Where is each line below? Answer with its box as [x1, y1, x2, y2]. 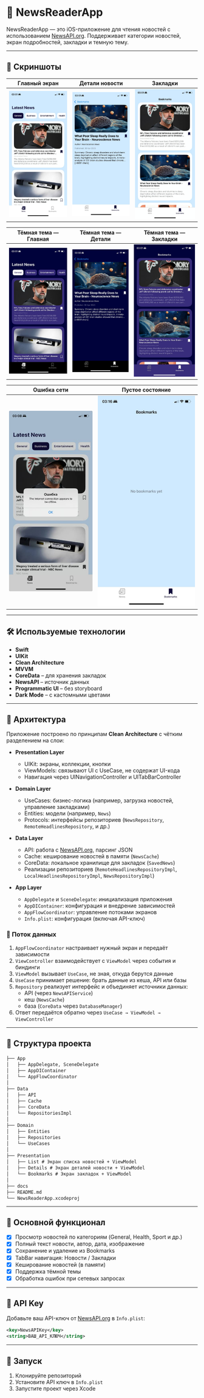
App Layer [15, 884, 42, 891]
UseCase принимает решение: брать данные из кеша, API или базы [15, 976, 187, 983]
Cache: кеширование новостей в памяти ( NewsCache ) [24, 853, 160, 860]
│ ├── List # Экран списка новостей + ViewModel [6, 1159, 137, 1165]
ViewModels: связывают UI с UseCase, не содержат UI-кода [24, 767, 180, 774]
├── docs [6, 1183, 29, 1189]
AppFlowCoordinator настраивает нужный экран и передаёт [15, 944, 168, 951]
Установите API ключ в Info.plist [15, 1379, 103, 1386]
